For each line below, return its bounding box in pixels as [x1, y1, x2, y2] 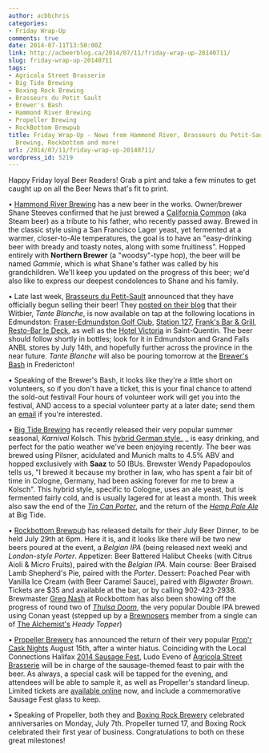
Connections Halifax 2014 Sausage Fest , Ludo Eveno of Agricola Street [8, 652, 243, 662]
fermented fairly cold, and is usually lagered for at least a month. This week [8, 493, 258, 503]
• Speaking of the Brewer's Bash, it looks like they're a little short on [8, 375, 234, 385]
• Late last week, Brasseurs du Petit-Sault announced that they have [8, 292, 234, 302]
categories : [8, 19, 48, 27]
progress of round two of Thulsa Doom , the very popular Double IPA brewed [8, 602, 260, 612]
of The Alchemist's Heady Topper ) [8, 619, 122, 630]
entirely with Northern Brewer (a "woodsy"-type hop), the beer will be [8, 250, 241, 261]
